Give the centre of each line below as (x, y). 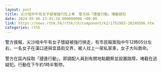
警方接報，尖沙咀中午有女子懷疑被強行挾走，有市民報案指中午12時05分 (76, 42)
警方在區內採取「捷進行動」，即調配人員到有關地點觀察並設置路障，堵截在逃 (81, 58)
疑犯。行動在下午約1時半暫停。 (36, 65)
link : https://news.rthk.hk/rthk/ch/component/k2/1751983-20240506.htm (80, 23)
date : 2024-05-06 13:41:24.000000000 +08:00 (51, 18)
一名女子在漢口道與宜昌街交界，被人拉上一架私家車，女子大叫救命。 (82, 48)
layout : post (18, 9)
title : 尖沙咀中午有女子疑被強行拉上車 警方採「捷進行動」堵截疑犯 (66, 14)
